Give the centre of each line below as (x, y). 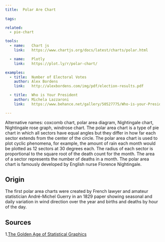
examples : (15, 72)
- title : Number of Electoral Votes (48, 77)
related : (14, 27)
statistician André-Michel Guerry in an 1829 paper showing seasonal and (79, 196)
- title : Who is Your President (44, 95)
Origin (15, 180)
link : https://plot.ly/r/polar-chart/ (56, 64)
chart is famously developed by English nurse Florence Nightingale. (73, 164)
